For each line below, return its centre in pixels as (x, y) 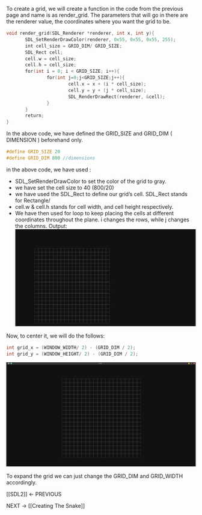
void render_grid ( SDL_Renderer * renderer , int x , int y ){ (80, 33)
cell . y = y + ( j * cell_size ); (107, 90)
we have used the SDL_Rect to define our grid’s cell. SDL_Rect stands (101, 194)
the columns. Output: (41, 226)
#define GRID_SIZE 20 (33, 152)
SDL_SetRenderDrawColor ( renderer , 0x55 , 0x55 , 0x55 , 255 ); (100, 39)
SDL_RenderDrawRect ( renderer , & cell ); (117, 97)
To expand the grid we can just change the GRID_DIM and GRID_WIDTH (95, 476)
